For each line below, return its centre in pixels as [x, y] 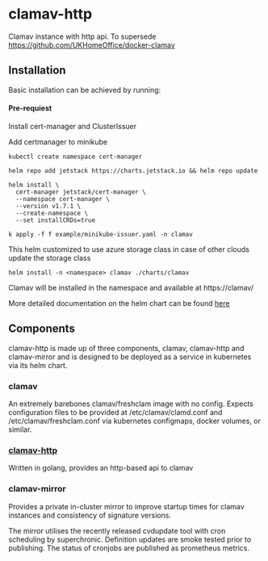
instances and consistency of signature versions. [90, 515]
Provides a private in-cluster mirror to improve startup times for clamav [126, 506]
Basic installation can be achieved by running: [85, 90]
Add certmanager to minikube [58, 141]
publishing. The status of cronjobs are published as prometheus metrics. [129, 548]
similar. [20, 429]
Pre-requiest [30, 108]
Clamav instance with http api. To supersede [82, 36]
